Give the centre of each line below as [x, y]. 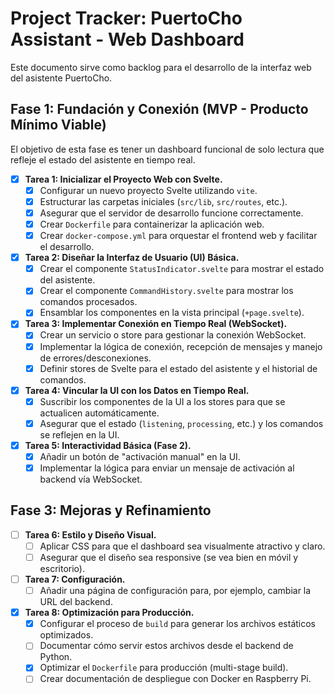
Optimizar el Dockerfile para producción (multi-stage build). [164, 668]
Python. [56, 657]
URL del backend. [76, 602]
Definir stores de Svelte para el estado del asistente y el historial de [178, 368]
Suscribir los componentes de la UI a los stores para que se [162, 401]
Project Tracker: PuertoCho [126, 18]
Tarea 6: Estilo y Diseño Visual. [90, 534]
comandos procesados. [88, 302]
